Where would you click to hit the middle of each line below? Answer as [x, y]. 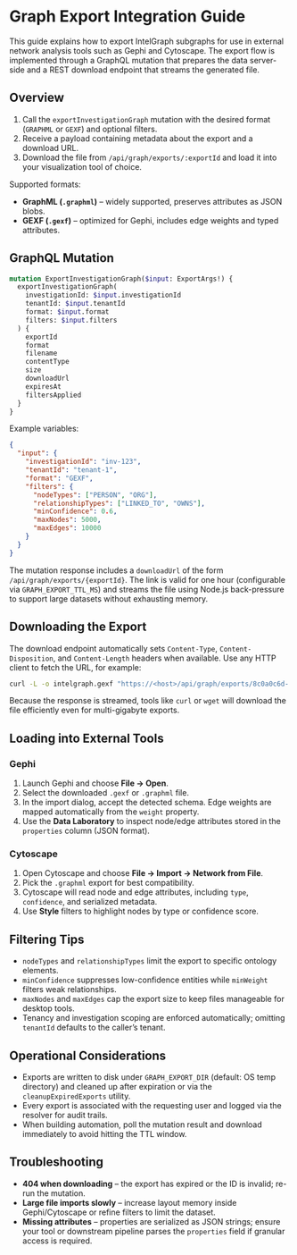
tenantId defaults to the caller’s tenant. [94, 1028]
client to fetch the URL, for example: [75, 667]
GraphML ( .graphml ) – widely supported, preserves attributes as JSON [152, 201]
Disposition [31, 659]
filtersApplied [54, 395]
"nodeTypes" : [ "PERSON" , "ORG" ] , [95, 495]
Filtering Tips [47, 939]
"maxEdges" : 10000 [67, 528]
